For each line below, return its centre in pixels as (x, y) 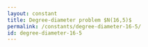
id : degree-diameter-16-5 (44, 33)
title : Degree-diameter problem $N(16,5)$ (69, 20)
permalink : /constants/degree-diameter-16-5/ (74, 26)
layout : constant (32, 13)
